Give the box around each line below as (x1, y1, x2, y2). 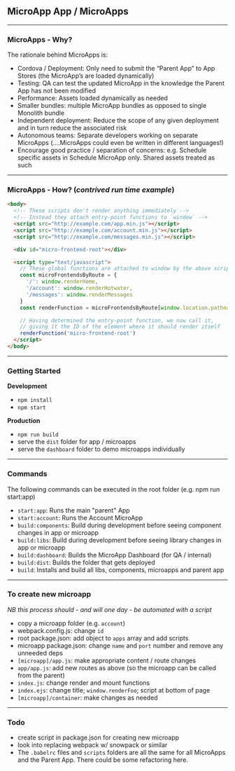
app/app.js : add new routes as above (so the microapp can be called (17, 663, 217, 672)
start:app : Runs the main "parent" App (17, 506, 131, 514)
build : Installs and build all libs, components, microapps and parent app (17, 565, 225, 574)
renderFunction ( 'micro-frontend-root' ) (20, 330, 136, 337)
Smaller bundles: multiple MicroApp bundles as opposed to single (17, 102, 207, 110)
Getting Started (7, 366, 61, 375)
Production (7, 417, 41, 425)
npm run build (17, 431, 59, 438)
